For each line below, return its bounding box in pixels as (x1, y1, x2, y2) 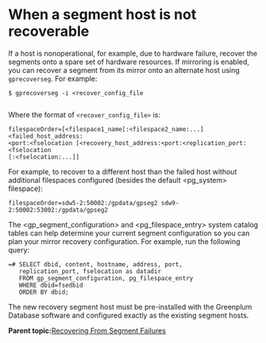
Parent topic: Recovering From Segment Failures (8, 326, 167, 335)
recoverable (8, 22, 90, 40)
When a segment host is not (8, 6, 197, 24)
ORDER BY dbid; (18, 288, 69, 296)
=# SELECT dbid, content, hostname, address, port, (8, 260, 183, 269)
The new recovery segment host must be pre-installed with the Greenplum (8, 302, 253, 311)
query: (8, 245, 30, 254)
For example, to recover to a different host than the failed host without (8, 166, 237, 176)
